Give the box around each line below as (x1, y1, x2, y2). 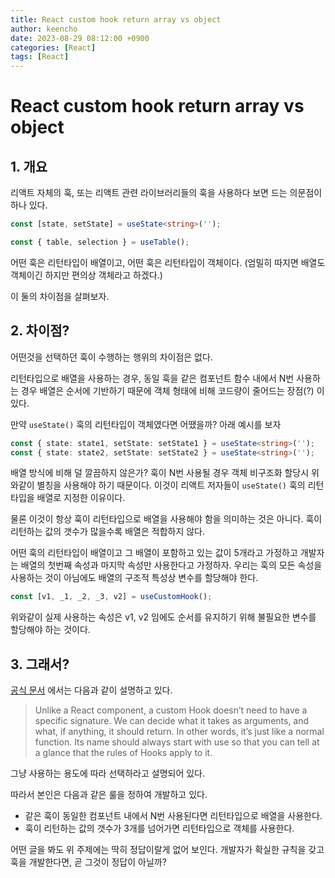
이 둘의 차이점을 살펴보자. (10, 290, 110, 302)
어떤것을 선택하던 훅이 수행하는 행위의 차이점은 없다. (10, 351, 213, 363)
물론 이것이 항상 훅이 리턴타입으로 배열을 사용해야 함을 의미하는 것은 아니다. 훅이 (10, 513, 323, 525)
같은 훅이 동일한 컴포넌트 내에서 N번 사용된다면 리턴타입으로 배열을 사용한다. (24, 810, 323, 822)
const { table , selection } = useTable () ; (10, 237, 190, 247)
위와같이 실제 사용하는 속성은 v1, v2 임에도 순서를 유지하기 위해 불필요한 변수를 (10, 611, 317, 623)
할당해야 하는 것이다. (10, 624, 91, 636)
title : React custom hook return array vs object (10, 14, 222, 25)
